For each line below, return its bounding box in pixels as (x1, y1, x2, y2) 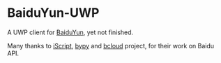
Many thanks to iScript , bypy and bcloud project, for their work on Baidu (7, 41, 215, 50)
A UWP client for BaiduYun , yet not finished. (7, 28, 134, 36)
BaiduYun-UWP (7, 5, 100, 21)
